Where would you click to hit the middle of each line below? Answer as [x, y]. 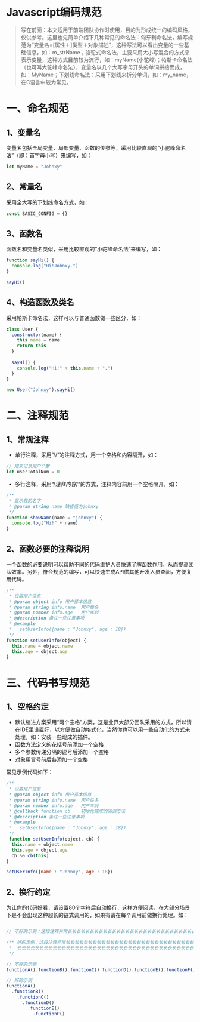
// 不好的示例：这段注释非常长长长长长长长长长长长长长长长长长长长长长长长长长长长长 [99, 932]
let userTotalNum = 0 [33, 472]
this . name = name [38, 340]
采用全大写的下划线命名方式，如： [48, 202]
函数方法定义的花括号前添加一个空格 [59, 744]
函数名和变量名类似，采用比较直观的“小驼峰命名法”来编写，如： [84, 249]
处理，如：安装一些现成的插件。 [54, 737]
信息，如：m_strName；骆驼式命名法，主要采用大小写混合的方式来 [108, 52]
